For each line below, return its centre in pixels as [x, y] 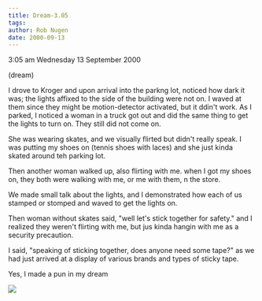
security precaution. [41, 235]
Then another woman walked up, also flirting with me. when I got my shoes [130, 171]
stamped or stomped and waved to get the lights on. [93, 203]
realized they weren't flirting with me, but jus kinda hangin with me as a [124, 227]
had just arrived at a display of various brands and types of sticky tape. [124, 259]
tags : [17, 23]
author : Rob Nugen [38, 30]
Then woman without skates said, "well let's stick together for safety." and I [131, 218]
